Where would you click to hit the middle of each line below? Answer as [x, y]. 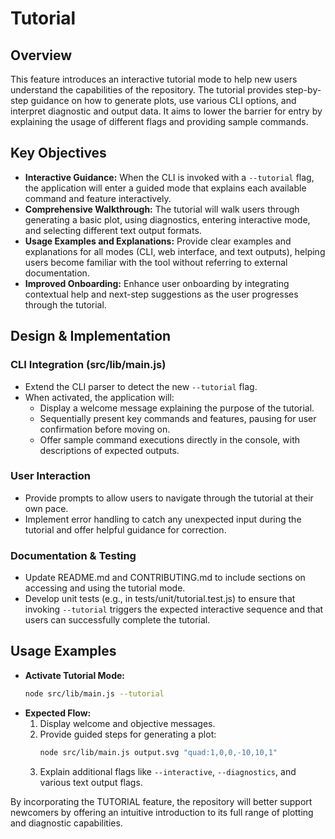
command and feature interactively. [98, 198]
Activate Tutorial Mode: [74, 675]
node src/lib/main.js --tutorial [94, 693]
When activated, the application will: [99, 397]
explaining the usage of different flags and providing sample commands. [159, 121]
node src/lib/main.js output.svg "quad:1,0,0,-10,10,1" [158, 752]
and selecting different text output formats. [113, 230]
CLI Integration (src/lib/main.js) [88, 365]
